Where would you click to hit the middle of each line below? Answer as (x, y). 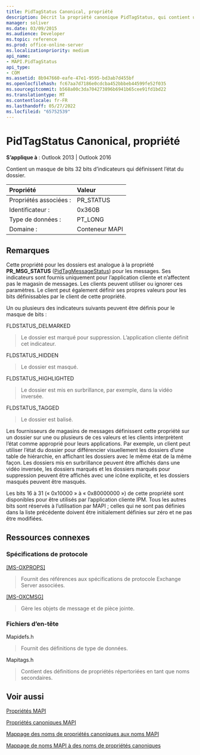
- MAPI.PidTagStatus (32, 61)
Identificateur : (29, 210)
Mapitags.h (20, 660)
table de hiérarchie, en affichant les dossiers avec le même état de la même (99, 456)
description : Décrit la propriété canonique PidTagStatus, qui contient (98, 17)
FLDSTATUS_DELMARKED (38, 326)
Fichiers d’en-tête (32, 624)
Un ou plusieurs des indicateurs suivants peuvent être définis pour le (90, 308)
